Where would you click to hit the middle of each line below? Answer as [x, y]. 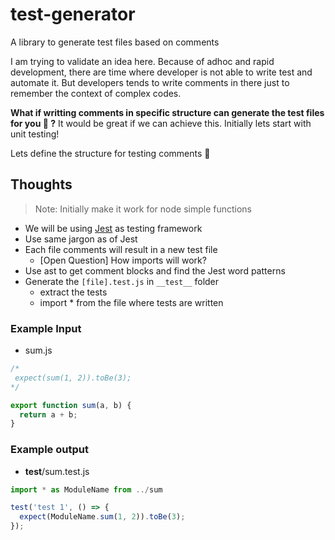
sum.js [38, 350]
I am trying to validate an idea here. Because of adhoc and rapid [142, 61]
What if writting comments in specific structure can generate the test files [167, 112]
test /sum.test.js [57, 471]
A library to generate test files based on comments [115, 42]
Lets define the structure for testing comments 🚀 [110, 153]
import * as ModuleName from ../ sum [86, 489]
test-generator [73, 14]
